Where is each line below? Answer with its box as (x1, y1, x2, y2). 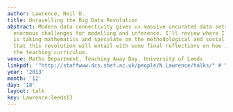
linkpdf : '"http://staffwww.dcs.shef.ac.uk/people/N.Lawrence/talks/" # (7, 62, 222, 69)
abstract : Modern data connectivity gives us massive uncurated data (7, 23, 213, 30)
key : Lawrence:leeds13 (7, 95, 73, 102)
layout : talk (7, 88, 45, 95)
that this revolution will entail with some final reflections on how (13, 42, 222, 49)
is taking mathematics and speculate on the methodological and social (13, 36, 225, 43)
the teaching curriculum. (13, 49, 89, 56)
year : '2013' (7, 68, 45, 75)
